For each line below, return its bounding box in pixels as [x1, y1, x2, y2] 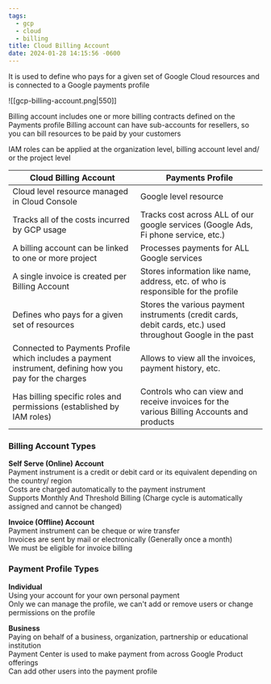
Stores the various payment [140, 299, 245, 310]
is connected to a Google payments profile [8, 80, 150, 90]
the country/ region [8, 476, 73, 486]
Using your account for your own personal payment [8, 590, 180, 600]
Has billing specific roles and [12, 391, 122, 402]
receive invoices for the [140, 396, 230, 407]
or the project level [8, 153, 71, 163]
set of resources [12, 319, 75, 330]
